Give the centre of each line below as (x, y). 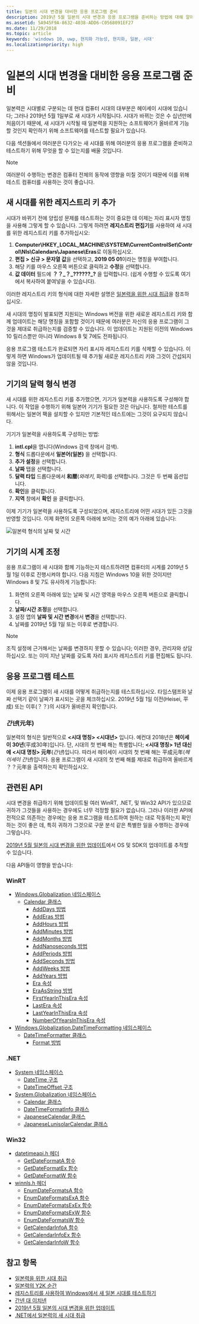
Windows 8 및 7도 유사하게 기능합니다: (51, 582)
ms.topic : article (29, 34)
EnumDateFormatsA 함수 (54, 1191)
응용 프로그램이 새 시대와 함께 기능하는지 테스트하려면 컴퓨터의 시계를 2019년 (95, 567)
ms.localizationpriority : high (45, 45)
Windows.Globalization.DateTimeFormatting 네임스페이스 (83, 1028)
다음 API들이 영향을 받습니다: (39, 865)
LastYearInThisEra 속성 (60, 1013)
